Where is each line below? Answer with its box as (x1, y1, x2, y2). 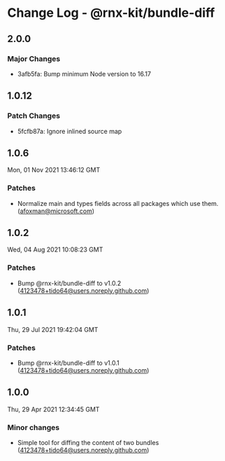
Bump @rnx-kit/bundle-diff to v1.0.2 (17, 279, 122, 287)
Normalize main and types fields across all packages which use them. (17, 199, 219, 207)
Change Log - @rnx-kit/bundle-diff (7, 5, 215, 21)
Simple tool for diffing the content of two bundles (17, 439, 159, 446)
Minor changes (7, 422, 60, 432)
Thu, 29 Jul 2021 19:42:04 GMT (7, 325, 99, 333)
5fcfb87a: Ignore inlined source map (17, 127, 122, 135)
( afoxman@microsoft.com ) (17, 207, 95, 215)
